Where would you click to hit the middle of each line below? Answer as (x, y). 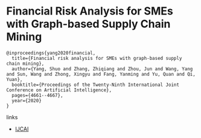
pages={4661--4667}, (37, 95)
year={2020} (27, 100)
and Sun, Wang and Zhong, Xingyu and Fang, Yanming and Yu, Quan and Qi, (101, 74)
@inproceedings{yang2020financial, (51, 53)
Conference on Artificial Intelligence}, (59, 90)
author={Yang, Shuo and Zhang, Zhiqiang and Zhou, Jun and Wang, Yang (102, 69)
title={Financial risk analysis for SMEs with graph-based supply (97, 58)
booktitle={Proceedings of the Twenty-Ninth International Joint (96, 85)
